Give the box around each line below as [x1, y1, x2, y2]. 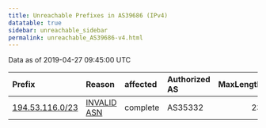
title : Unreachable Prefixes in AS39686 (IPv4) [8, 11, 169, 20]
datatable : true [8, 19, 62, 27]
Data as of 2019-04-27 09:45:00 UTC [8, 55, 131, 65]
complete [124, 102, 160, 113]
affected [124, 79, 158, 90]
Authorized [167, 74, 211, 85]
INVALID [85, 97, 117, 108]
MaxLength [218, 79, 263, 90]
